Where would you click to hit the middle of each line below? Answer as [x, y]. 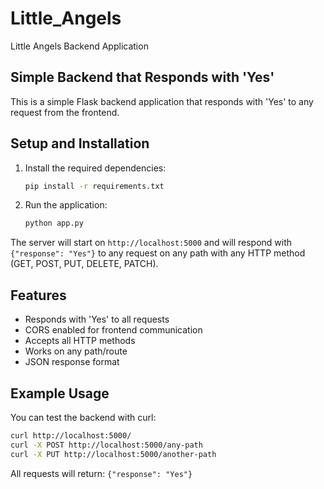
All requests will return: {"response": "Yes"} [101, 473]
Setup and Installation [80, 143]
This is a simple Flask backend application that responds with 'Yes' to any [162, 101]
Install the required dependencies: [95, 168]
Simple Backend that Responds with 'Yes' [142, 77]
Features [38, 295]
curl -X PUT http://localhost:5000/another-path [113, 454]
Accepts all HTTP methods [80, 341]
